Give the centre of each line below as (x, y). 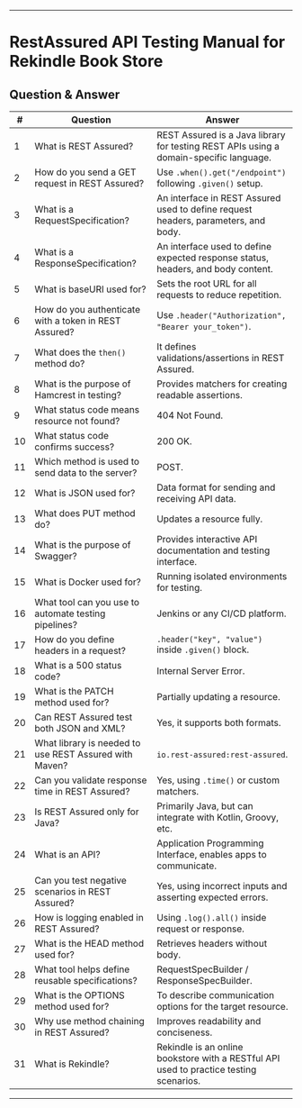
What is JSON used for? (85, 493)
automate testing (70, 613)
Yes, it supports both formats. (219, 723)
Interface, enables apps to (212, 854)
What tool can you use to (87, 602)
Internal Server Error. (201, 671)
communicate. (187, 866)
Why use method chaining (90, 1021)
